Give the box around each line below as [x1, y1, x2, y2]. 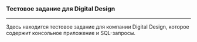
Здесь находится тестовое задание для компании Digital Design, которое [6, 23, 189, 30]
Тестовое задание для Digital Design [6, 5, 116, 13]
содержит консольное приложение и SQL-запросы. [6, 30, 136, 37]
